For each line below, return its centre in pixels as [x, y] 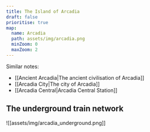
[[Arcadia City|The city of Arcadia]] [57, 84]
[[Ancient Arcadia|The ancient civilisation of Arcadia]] [79, 77]
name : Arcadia [28, 33]
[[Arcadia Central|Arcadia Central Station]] [66, 90]
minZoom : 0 [25, 45]
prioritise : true [27, 22]
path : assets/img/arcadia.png [48, 39]
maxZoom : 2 [25, 50]
